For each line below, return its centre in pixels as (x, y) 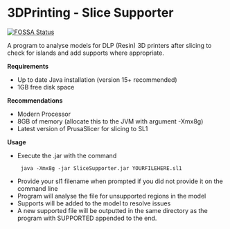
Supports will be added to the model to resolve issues (94, 203)
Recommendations (35, 100)
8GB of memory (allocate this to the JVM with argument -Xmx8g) (110, 121)
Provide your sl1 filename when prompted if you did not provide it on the (120, 181)
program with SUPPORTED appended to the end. (87, 218)
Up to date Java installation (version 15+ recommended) (97, 79)
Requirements (28, 66)
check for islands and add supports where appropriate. (86, 53)
